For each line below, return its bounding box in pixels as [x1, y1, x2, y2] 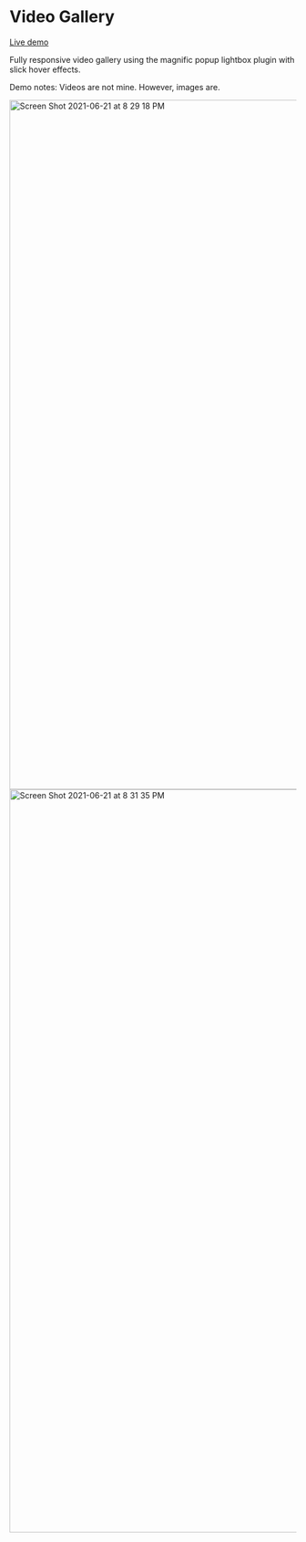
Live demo [9, 36, 49, 47]
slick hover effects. [9, 64, 81, 75]
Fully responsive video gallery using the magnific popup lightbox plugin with [9, 54, 295, 65]
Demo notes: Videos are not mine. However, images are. [9, 81, 220, 92]
